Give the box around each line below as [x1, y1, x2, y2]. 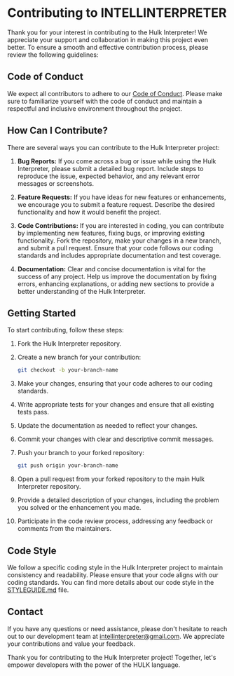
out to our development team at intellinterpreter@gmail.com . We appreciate [7, 632, 226, 640]
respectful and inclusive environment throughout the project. [7, 104, 182, 113]
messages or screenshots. [17, 179, 95, 187]
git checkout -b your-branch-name [17, 367, 118, 374]
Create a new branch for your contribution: [17, 353, 142, 362]
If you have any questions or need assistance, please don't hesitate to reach [7, 624, 228, 633]
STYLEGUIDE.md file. [7, 586, 69, 594]
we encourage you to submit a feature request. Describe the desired [17, 200, 215, 208]
